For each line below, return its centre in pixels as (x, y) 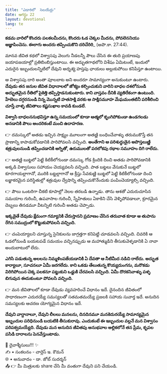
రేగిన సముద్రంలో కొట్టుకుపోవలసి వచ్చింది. (41, 223)
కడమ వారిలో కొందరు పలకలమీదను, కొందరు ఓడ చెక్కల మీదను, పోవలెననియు (72, 38)
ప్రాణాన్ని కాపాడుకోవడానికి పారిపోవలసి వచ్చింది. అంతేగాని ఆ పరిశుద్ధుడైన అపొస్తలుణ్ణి (78, 142)
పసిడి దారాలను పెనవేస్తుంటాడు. (33, 334)
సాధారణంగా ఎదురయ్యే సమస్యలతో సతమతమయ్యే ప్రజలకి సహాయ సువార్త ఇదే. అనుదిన (82, 297)
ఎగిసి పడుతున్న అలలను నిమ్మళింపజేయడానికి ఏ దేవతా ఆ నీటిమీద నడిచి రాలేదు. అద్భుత (82, 259)
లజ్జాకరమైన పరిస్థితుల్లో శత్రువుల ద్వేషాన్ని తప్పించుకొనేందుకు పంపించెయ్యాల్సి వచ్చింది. (80, 180)
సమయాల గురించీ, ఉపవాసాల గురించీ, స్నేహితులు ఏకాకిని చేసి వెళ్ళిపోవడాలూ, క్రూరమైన (82, 199)
